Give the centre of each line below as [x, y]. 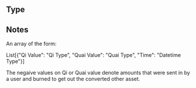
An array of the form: [31, 44]
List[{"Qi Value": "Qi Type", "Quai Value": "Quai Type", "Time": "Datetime [94, 55]
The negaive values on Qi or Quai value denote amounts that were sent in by [98, 73]
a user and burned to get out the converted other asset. [73, 79]
